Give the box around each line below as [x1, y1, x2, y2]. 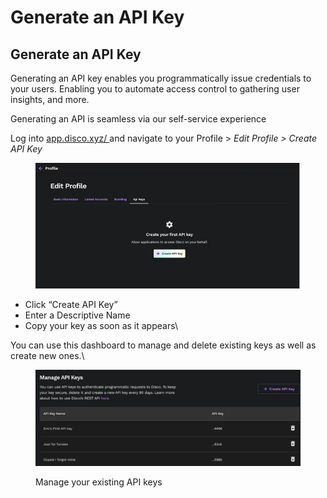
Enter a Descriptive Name [24, 309, 131, 321]
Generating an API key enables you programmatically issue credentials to [10, 72, 312, 84]
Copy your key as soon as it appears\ [24, 320, 178, 332]
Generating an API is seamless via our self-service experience [10, 113, 267, 125]
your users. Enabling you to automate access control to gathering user [10, 83, 300, 95]
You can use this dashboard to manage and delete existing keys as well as [10, 339, 317, 351]
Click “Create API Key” [24, 299, 118, 311]
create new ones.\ [10, 350, 85, 362]
